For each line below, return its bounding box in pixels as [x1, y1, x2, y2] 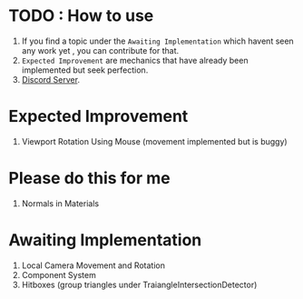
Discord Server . [21, 74, 81, 85]
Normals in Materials [21, 197, 100, 209]
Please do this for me [8, 168, 171, 189]
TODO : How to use [8, 5, 154, 26]
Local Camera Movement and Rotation [21, 260, 165, 271]
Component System [21, 269, 96, 280]
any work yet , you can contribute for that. [21, 45, 180, 55]
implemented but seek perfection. [21, 65, 149, 75]
